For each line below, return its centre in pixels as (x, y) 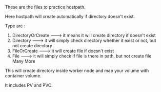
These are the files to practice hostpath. (45, 7)
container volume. (23, 76)
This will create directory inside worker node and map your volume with (77, 71)
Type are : (15, 26)
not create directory (32, 46)
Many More (24, 61)
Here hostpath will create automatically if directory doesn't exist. (70, 16)
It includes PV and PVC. (29, 85)
